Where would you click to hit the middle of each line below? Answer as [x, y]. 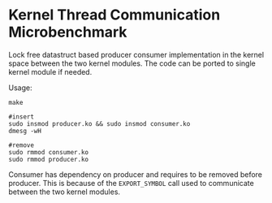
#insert [22, 117]
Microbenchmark [68, 32]
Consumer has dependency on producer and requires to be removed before [135, 174]
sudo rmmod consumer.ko [49, 152]
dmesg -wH [25, 131]
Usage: [20, 88]
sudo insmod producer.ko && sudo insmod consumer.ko [99, 123]
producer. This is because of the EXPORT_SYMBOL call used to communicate [131, 183]
